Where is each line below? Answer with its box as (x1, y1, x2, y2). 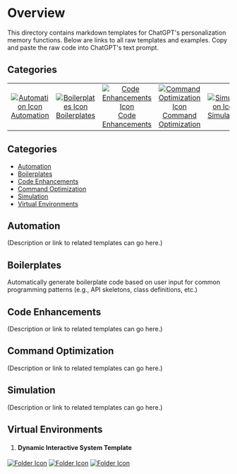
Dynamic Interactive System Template (17, 443, 133, 451)
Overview (7, 5, 66, 21)
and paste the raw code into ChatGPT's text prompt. (7, 43, 159, 52)
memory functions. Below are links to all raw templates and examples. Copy (7, 35, 228, 44)
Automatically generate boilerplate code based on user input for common (7, 278, 221, 287)
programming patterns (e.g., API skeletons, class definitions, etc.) (7, 285, 197, 294)
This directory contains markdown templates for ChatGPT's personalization (7, 28, 226, 37)
